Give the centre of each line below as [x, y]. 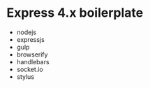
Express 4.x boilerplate [75, 13]
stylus [25, 76]
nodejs [26, 32]
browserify [32, 54]
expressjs [30, 39]
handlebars [33, 61]
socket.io [30, 69]
